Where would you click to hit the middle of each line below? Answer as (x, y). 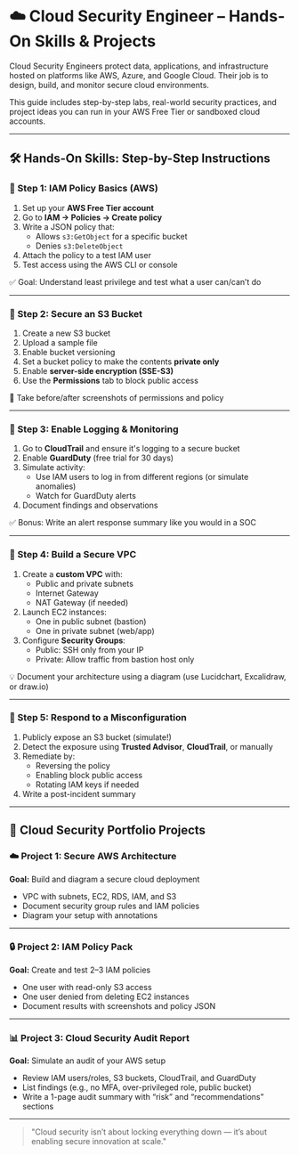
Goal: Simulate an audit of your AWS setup (88, 1061)
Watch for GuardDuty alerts (85, 496)
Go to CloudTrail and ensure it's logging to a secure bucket (131, 449)
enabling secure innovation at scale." (99, 1142)
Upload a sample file (60, 342)
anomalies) (56, 486)
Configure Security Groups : (74, 640)
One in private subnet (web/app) (95, 630)
